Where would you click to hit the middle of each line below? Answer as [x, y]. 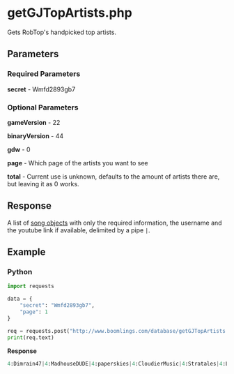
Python [20, 272]
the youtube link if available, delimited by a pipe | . [79, 230]
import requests [31, 286]
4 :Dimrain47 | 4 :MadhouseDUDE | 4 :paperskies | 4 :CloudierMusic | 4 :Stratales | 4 [115, 364]
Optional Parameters [43, 107]
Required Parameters [44, 74]
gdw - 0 [19, 149]
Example [26, 252]
